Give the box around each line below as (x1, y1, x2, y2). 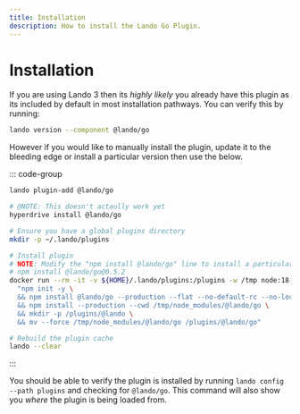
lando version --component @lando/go (9, 126, 150, 135)
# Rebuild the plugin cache (9, 334, 114, 342)
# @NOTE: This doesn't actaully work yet (9, 202, 166, 211)
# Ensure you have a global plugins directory (9, 226, 186, 235)
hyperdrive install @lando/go (9, 211, 122, 220)
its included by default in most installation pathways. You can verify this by (9, 99, 284, 110)
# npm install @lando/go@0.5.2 (9, 267, 126, 277)
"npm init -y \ (17, 284, 74, 293)
